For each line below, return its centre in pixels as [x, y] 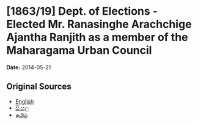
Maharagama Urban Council [79, 51]
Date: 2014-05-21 [29, 67]
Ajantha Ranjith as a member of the [97, 37]
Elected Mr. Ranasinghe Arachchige [99, 24]
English [24, 101]
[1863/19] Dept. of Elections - [82, 11]
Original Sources [39, 87]
